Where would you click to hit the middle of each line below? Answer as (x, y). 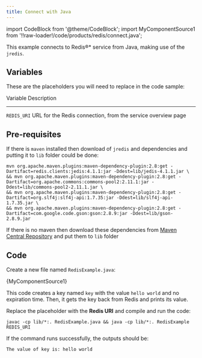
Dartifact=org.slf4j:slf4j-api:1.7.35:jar (60, 198)
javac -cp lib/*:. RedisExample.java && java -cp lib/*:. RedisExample (98, 322)
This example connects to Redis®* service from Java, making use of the (96, 47)
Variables (25, 72)
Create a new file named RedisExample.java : (61, 270)
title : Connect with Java (38, 12)
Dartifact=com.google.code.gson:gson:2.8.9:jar (67, 214)
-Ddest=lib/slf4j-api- (145, 198)
